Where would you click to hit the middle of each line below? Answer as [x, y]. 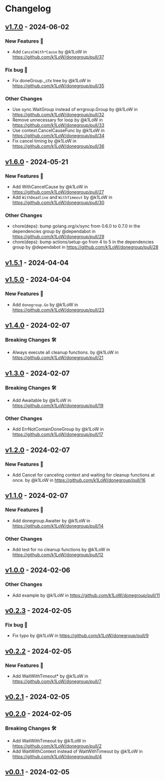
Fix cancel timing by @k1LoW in [44, 141]
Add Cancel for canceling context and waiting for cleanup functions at [83, 475]
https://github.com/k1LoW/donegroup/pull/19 [58, 405]
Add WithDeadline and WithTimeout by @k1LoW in [62, 197]
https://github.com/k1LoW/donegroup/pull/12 [58, 555]
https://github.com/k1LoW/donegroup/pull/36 [58, 146]
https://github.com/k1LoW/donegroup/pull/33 [58, 125]
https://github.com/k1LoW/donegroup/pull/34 [58, 136]
